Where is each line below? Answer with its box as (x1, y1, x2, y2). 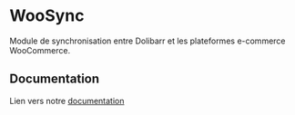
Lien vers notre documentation (9, 95, 125, 106)
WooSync (9, 5, 85, 26)
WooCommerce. (9, 44, 71, 55)
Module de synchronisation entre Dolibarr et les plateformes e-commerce (9, 35, 286, 46)
